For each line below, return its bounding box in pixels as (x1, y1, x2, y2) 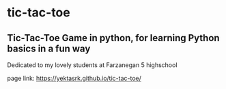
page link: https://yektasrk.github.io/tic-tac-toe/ (7, 74, 141, 82)
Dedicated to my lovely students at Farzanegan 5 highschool (7, 61, 178, 69)
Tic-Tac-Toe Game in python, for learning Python (7, 32, 220, 44)
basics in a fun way (7, 42, 91, 54)
